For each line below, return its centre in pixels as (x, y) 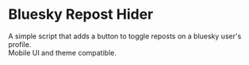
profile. (20, 44)
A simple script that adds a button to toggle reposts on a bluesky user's (125, 36)
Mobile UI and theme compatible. (62, 52)
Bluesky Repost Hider (81, 14)
